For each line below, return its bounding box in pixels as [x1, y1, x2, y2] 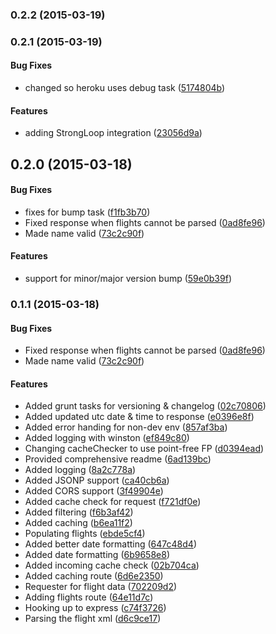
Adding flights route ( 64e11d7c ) [24, 591, 154, 603]
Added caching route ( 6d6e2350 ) [24, 570, 164, 582]
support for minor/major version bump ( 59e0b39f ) [24, 273, 232, 285]
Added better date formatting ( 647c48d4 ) [24, 538, 197, 550]
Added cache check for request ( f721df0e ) [24, 496, 202, 508]
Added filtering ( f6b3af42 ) [24, 506, 134, 518]
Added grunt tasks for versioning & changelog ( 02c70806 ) [24, 400, 267, 412]
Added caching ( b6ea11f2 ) [24, 517, 133, 529]
